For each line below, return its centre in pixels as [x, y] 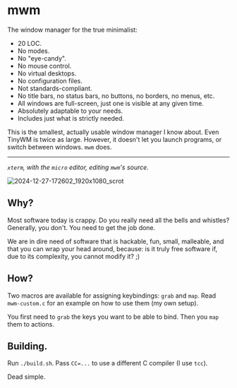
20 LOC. [30, 43]
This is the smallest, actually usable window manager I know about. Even [113, 132]
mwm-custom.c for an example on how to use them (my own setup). [103, 303]
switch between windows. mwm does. [60, 147]
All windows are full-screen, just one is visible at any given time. [111, 103]
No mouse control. [44, 66]
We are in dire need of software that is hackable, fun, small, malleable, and [116, 241]
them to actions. [31, 324]
